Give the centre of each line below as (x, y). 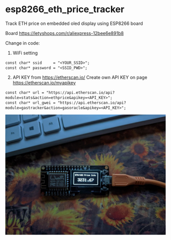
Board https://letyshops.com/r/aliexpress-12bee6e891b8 (64, 33)
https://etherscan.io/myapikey (44, 83)
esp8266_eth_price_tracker (65, 9)
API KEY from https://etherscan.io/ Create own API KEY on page (80, 77)
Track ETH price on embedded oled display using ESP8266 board (74, 23)
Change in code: (23, 43)
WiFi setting (25, 53)
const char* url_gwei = (31, 102)
